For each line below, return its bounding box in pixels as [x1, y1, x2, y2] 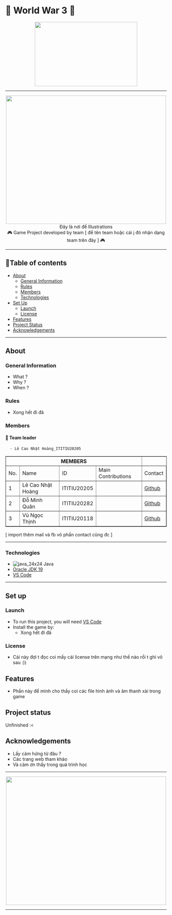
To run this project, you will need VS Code [12, 619, 102, 625]
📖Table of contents [5, 259, 67, 268]
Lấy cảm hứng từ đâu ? [12, 750, 61, 757]
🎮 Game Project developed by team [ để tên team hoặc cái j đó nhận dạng [7, 229, 165, 235]
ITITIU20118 [62, 515, 94, 522]
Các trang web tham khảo [12, 756, 68, 762]
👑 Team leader [5, 435, 37, 441]
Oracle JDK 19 [12, 566, 43, 572]
